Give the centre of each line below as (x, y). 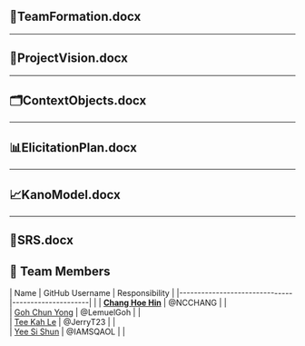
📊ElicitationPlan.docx (74, 148)
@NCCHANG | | (197, 303)
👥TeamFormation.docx (75, 17)
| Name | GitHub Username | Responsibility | (92, 293)
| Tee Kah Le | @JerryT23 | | (63, 322)
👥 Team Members (60, 271)
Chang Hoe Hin (132, 303)
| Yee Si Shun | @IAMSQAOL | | (67, 331)
